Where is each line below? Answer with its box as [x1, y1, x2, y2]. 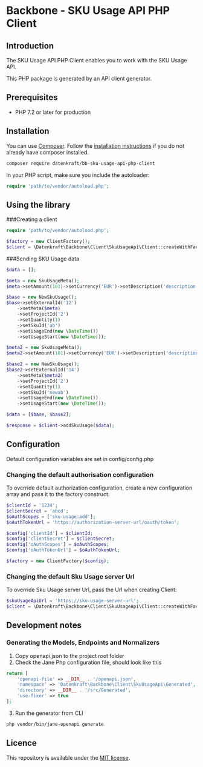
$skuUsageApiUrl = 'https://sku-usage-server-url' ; [6, 598, 139, 604]
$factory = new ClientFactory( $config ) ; [6, 558, 110, 564]
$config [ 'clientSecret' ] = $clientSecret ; [6, 536, 115, 542]
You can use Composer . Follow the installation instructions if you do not [6, 142, 184, 149]
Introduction [6, 41, 54, 51]
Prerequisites [6, 92, 58, 103]
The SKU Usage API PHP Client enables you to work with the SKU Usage [6, 57, 187, 64]
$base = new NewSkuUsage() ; [6, 294, 77, 300]
